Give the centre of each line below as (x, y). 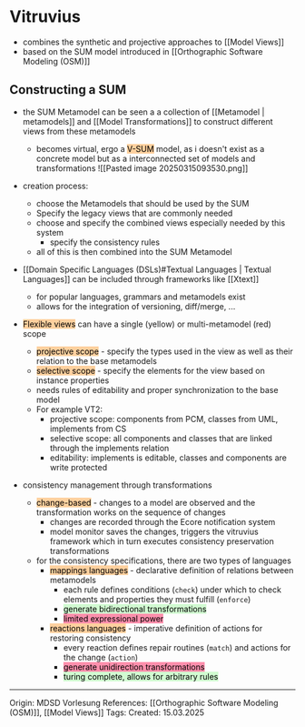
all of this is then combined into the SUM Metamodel (134, 251)
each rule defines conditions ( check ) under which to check (172, 590)
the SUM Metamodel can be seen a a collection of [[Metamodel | (143, 112)
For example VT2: (69, 409)
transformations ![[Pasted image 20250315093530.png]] (142, 168)
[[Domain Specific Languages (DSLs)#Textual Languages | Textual (147, 269)
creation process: (55, 186)
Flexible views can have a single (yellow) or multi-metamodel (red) (147, 324)
